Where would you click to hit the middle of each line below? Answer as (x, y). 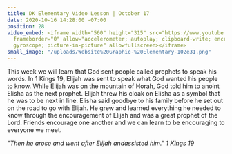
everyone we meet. (35, 130)
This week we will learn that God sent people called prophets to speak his (112, 71)
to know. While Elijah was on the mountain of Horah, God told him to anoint (113, 86)
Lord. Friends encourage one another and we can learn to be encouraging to (116, 122)
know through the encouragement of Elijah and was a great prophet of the (113, 115)
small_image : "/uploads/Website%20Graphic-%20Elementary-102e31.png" (109, 52)
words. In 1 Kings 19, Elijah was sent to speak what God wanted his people (113, 78)
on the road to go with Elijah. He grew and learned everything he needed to (114, 108)
